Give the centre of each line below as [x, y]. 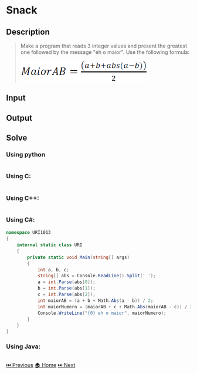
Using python [26, 155]
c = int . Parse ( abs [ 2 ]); [66, 295]
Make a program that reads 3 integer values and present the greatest [104, 46]
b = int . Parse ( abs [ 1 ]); [66, 288]
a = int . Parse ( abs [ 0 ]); [66, 282]
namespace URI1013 [28, 233]
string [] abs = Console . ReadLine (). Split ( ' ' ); [97, 276]
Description [28, 32]
